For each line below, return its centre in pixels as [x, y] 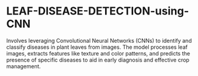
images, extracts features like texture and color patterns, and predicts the [98, 53]
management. [24, 66]
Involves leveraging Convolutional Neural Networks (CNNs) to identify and [99, 40]
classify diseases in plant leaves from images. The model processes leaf [97, 47]
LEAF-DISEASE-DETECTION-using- [98, 11]
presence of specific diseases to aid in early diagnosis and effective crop [98, 60]
